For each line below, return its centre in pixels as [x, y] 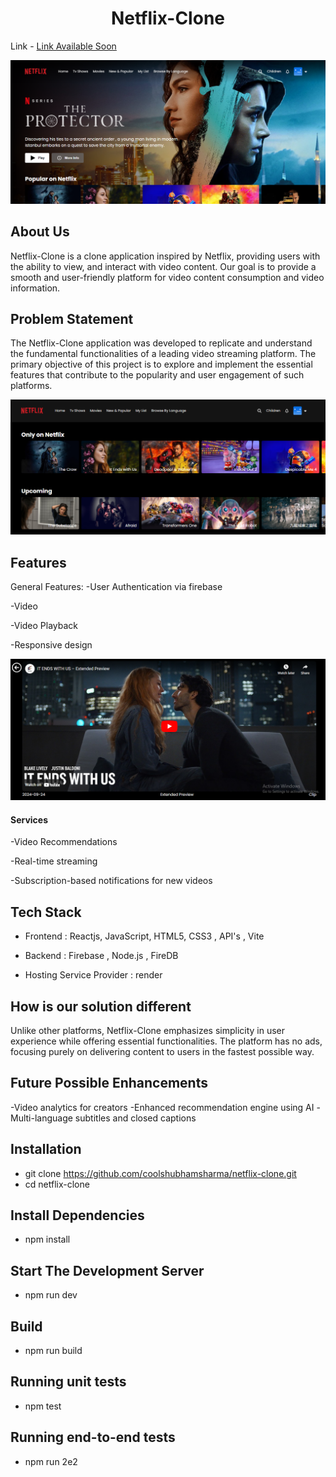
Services [29, 819]
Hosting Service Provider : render [93, 975]
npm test [43, 1406]
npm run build [53, 1351]
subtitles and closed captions [135, 1118]
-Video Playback [44, 626]
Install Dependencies [77, 1215]
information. [35, 288]
